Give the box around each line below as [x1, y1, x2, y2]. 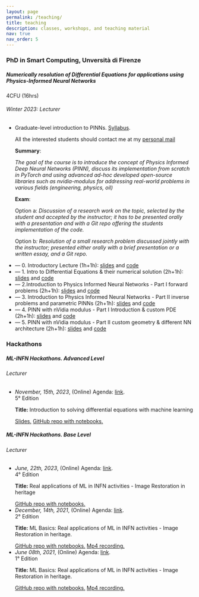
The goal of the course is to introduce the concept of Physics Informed [14, 159, 189, 166]
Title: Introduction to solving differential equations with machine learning [14, 406, 193, 413]
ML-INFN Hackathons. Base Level [6, 431, 91, 438]
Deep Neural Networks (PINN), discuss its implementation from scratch [14, 165, 190, 173]
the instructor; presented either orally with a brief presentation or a [14, 244, 179, 251]
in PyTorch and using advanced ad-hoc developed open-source [14, 171, 173, 179]
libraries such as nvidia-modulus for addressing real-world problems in [14, 178, 190, 185]
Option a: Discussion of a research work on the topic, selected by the [14, 207, 185, 214]
